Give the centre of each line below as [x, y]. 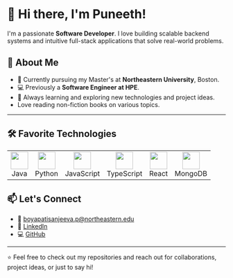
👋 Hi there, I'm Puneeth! [77, 14]
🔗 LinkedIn [32, 227]
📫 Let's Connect [44, 198]
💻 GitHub [31, 234]
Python [47, 173]
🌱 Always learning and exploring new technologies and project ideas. [116, 97]
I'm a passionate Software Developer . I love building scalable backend [108, 33]
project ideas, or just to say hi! [50, 268]
